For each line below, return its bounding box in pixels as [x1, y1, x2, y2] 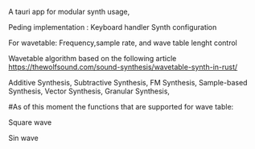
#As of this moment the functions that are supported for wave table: [8, 102, 234, 111]
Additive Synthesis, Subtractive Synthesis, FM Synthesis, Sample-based [8, 78, 248, 87]
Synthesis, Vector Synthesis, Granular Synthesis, [8, 86, 171, 96]
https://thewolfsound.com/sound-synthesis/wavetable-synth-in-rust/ [8, 62, 238, 72]
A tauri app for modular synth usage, [8, 7, 130, 16]
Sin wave [8, 133, 39, 143]
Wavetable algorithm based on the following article [8, 54, 177, 63]
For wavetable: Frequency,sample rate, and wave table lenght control [8, 38, 237, 48]
